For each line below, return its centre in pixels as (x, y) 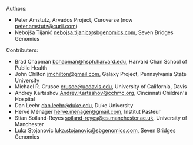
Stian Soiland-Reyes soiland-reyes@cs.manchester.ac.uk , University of (101, 118)
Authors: (16, 9)
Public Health (31, 68)
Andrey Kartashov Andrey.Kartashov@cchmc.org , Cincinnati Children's (101, 93)
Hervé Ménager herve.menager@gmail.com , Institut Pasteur (87, 112)
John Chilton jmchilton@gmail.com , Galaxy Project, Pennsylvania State (100, 74)
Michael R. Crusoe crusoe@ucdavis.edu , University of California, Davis (101, 87)
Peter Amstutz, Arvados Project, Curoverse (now (74, 20)
